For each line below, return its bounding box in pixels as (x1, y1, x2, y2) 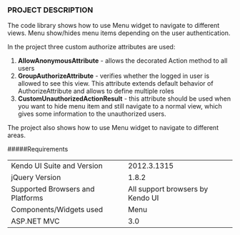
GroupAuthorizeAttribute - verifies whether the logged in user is (17, 71, 209, 80)
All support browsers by (127, 184, 209, 194)
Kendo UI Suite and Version (11, 161, 103, 171)
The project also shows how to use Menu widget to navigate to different (7, 124, 219, 132)
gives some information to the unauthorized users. (17, 109, 166, 119)
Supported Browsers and (11, 184, 95, 194)
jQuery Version (11, 173, 61, 183)
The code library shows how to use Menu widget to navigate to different (7, 21, 220, 30)
